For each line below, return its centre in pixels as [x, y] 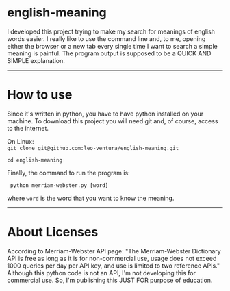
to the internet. [28, 128]
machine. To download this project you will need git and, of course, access [113, 121]
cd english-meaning [35, 160]
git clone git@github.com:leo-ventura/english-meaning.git [93, 148]
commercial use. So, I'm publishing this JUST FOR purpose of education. [110, 280]
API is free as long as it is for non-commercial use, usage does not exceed [112, 258]
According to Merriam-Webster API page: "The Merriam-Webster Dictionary [114, 251]
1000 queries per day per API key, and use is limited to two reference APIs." [114, 266]
